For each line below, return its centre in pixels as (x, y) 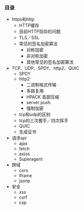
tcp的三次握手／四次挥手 (44, 120)
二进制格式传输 (41, 85)
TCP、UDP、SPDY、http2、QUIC (45, 68)
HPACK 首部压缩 (43, 97)
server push (38, 103)
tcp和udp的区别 (35, 115)
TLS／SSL (29, 38)
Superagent (31, 159)
